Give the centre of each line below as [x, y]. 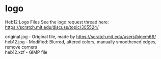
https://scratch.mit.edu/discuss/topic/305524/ [52, 27]
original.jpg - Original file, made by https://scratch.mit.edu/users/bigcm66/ [80, 37]
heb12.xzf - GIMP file [26, 52]
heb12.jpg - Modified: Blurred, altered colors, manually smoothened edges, [81, 41]
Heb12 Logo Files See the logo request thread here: [57, 22]
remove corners [21, 47]
